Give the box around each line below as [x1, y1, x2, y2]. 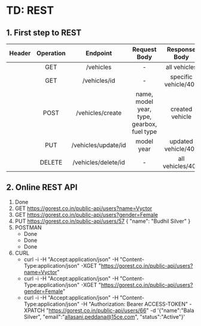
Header [9, 49, 31, 57]
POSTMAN [14, 223, 42, 231]
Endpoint [86, 49, 112, 57]
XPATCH [23, 307, 45, 314]
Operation [36, 49, 66, 57]
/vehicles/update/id [71, 141, 127, 149]
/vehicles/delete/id [72, 158, 126, 166]
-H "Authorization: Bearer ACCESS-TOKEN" [80, 300, 188, 307]
